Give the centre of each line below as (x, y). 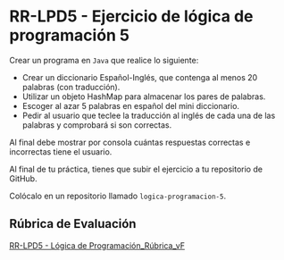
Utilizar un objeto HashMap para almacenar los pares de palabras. (144, 96)
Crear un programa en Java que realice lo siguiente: (104, 60)
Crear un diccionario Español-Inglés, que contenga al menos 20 (140, 77)
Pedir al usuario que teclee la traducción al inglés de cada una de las (149, 115)
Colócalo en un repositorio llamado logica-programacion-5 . (117, 196)
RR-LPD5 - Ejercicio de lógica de (131, 17)
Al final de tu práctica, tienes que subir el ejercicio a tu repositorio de (136, 169)
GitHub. (23, 178)
